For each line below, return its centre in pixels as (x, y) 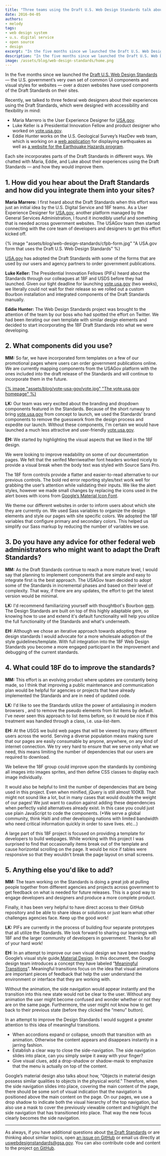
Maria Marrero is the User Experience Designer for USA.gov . (74, 120)
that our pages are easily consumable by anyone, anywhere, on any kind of (82, 741)
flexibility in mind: (23, 111)
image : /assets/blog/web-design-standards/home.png (59, 61)
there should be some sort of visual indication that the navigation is (74, 1092)
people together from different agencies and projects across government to (82, 887)
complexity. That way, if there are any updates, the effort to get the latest (80, 590)
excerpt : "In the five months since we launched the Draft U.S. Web (77, 51)
